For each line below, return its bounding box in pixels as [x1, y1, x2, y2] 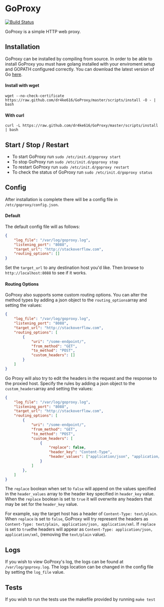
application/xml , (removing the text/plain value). [5, 532, 106, 538]
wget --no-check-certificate [5, 93, 64, 98]
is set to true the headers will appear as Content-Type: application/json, [5, 526, 153, 532]
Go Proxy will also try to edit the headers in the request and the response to [5, 375, 157, 381]
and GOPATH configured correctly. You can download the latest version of [5, 66, 155, 72]
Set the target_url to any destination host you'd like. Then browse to [5, 265, 144, 270]
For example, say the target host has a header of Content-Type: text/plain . [5, 511, 158, 517]
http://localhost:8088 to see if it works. [5, 270, 87, 276]
